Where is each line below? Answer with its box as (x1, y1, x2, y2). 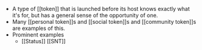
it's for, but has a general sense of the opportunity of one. (12, 12, 158, 19)
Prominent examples (12, 31, 64, 38)
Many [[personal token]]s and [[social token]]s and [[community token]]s (12, 18, 196, 25)
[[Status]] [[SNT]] (21, 38, 66, 45)
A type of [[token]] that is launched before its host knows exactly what (12, 5, 190, 12)
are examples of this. (12, 24, 65, 32)
